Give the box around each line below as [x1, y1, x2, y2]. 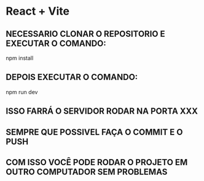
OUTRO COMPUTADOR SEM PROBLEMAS [6, 166, 168, 177]
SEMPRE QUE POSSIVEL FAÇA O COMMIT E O [6, 127, 183, 137]
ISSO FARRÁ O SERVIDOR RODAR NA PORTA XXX [6, 106, 198, 117]
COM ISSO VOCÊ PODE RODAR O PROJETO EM [6, 157, 188, 168]
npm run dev [6, 88, 38, 95]
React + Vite [6, 4, 70, 18]
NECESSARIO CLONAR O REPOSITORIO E [6, 29, 165, 39]
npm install [6, 54, 34, 62]
